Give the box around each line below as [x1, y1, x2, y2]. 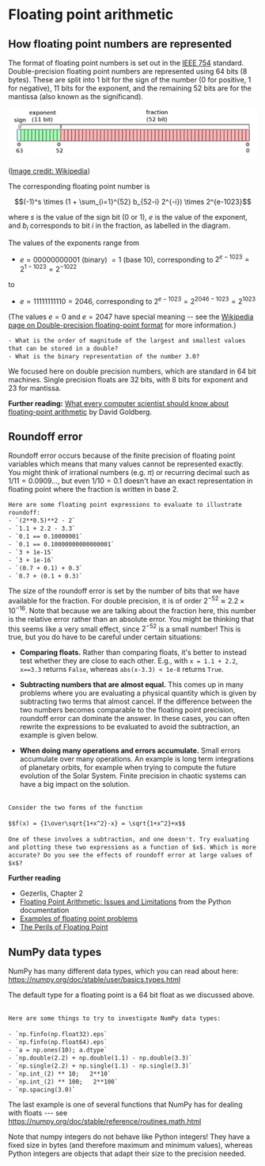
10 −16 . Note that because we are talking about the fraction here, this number [8, 604, 256, 616]
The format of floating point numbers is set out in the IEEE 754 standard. [8, 58, 244, 67]
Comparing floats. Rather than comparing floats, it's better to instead [19, 648, 247, 658]
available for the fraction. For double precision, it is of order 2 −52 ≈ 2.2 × [8, 595, 245, 606]
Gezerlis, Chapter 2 [19, 888, 83, 898]
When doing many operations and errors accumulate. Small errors [19, 746, 241, 755]
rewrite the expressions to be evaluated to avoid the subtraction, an [19, 722, 240, 731]
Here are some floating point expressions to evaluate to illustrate [8, 501, 243, 509]
